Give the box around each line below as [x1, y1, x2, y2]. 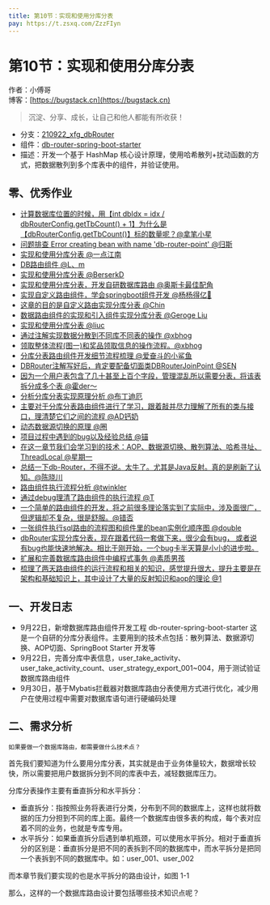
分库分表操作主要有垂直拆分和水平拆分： [8, 785, 143, 795]
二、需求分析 [8, 719, 73, 733]
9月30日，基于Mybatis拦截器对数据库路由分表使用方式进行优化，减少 [19, 684, 252, 694]
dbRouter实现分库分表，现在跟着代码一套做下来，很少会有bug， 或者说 [19, 533, 257, 543]
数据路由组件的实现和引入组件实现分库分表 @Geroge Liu [19, 310, 208, 320]
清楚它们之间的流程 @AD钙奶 [41, 412, 139, 421]
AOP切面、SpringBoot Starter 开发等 [34, 643, 156, 653]
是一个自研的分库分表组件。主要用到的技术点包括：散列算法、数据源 [19, 633, 247, 642]
